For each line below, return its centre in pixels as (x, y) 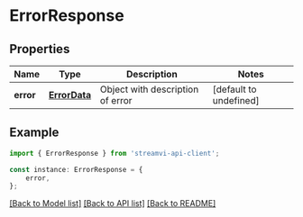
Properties (40, 49)
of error (116, 100)
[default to (234, 89)
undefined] (236, 100)
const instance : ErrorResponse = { (76, 169)
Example (34, 133)
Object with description (149, 89)
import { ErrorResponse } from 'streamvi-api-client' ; (115, 153)
